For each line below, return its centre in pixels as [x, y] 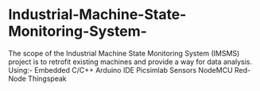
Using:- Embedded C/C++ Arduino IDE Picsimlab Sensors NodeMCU [120, 70]
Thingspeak [47, 78]
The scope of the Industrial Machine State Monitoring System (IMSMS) [124, 53]
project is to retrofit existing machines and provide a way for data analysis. [130, 62]
